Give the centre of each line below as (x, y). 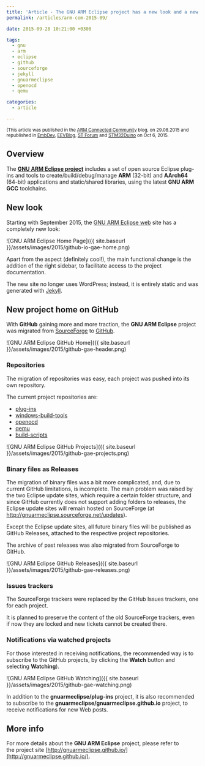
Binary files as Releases (43, 469)
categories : (21, 102)
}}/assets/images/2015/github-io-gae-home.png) (68, 247)
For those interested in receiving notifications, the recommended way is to (100, 653)
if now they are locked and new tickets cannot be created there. (87, 624)
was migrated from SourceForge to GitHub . (61, 331)
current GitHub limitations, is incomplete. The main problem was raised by (99, 489)
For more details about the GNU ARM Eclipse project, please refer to (93, 743)
